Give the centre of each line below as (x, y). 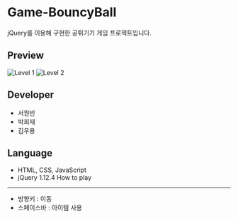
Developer (31, 95)
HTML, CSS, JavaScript (52, 170)
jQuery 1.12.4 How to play (55, 178)
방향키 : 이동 (35, 199)
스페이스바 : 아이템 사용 (50, 208)
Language (30, 153)
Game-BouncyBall (62, 12)
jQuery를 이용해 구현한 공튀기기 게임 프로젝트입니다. (80, 33)
